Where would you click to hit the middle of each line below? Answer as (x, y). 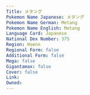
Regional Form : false (33, 50)
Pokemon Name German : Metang (42, 22)
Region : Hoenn (24, 45)
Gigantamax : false (29, 66)
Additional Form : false (35, 55)
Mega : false (21, 61)
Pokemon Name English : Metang (43, 28)
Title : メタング (24, 12)
